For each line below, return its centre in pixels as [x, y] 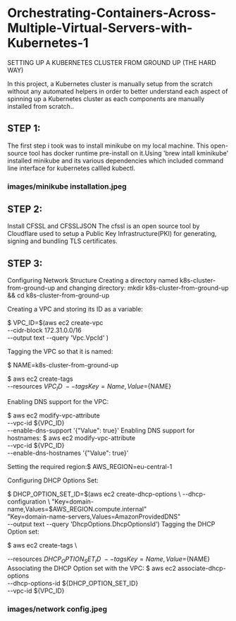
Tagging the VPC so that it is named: [60, 352]
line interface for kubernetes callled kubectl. [72, 168]
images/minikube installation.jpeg [67, 187]
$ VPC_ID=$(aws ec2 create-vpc [55, 323]
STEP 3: [25, 263]
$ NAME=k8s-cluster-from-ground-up [63, 365]
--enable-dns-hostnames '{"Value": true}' [68, 453]
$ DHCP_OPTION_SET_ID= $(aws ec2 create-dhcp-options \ [94, 494]
